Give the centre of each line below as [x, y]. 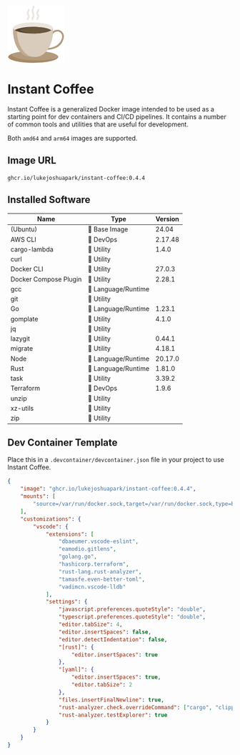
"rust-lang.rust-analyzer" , [100, 571]
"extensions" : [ [70, 534]
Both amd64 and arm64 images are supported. [72, 138]
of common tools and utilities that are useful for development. [98, 124]
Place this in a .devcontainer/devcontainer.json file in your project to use [116, 460]
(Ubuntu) [24, 229]
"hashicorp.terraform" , [94, 564]
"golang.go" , [78, 557]
